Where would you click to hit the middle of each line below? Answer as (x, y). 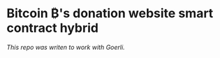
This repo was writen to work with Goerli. (66, 47)
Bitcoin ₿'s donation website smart (110, 13)
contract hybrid (53, 28)
